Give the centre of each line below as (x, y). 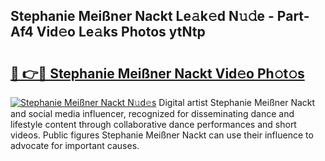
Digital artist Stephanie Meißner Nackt (237, 102)
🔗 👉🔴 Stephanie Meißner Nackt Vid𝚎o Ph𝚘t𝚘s (157, 73)
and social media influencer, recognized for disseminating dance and (152, 113)
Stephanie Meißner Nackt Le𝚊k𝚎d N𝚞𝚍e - (142, 16)
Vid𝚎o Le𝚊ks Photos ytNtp (121, 32)
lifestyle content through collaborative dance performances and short (153, 124)
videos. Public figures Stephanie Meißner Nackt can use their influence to (162, 135)
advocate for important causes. (75, 145)
